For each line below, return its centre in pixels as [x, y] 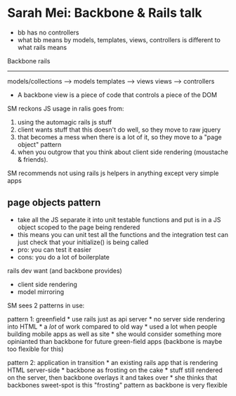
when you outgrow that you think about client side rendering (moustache [123, 152]
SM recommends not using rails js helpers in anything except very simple [113, 173]
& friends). [33, 159]
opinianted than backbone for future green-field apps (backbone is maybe [115, 341]
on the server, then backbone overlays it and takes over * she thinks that [112, 377]
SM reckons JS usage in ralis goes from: [66, 108]
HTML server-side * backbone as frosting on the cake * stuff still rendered [115, 370]
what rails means [42, 47]
